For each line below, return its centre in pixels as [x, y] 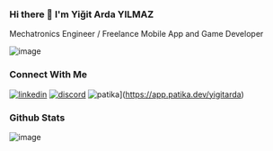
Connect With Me [48, 75]
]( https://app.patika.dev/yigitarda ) [182, 94]
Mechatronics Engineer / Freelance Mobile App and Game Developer [136, 34]
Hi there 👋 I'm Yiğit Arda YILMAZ [82, 14]
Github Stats [37, 118]
